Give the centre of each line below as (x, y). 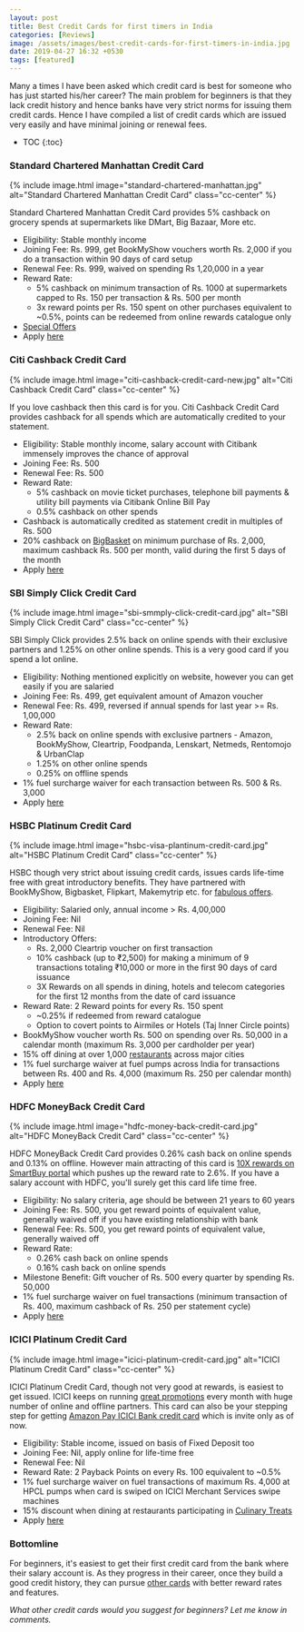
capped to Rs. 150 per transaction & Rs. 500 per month (139, 298)
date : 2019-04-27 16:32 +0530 (67, 52)
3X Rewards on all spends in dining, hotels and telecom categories (161, 987)
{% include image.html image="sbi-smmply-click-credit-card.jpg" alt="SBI (149, 612)
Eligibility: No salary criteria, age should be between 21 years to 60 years (158, 1201)
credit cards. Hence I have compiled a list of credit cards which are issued (148, 115)
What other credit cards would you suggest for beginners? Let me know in (148, 1610)
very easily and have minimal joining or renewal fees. (108, 124)
